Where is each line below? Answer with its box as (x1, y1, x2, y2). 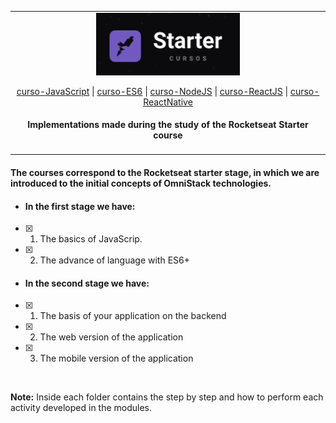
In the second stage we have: (24, 277, 150, 289)
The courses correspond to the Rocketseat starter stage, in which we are (10, 167, 320, 179)
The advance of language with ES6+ (39, 254, 190, 266)
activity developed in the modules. (10, 402, 153, 414)
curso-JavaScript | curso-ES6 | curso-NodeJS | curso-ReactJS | (16, 85, 289, 97)
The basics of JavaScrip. (39, 233, 143, 245)
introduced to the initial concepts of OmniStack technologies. (10, 177, 272, 190)
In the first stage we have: (24, 200, 136, 212)
